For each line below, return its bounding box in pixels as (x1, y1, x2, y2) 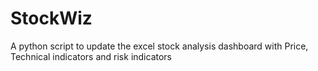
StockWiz (10, 7, 93, 30)
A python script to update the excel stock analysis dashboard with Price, (10, 40, 309, 52)
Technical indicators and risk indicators (10, 50, 172, 62)
